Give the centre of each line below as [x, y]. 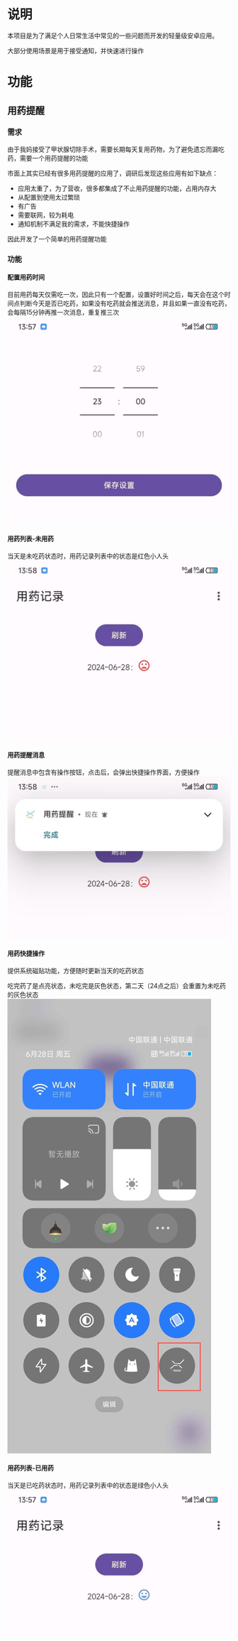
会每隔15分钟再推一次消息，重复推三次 [63, 312]
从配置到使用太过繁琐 [49, 197]
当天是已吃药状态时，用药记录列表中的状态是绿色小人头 [88, 1485]
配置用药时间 [26, 277]
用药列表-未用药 [31, 539]
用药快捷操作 [26, 953]
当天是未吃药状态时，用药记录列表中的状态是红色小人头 [88, 556]
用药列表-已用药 [31, 1468]
